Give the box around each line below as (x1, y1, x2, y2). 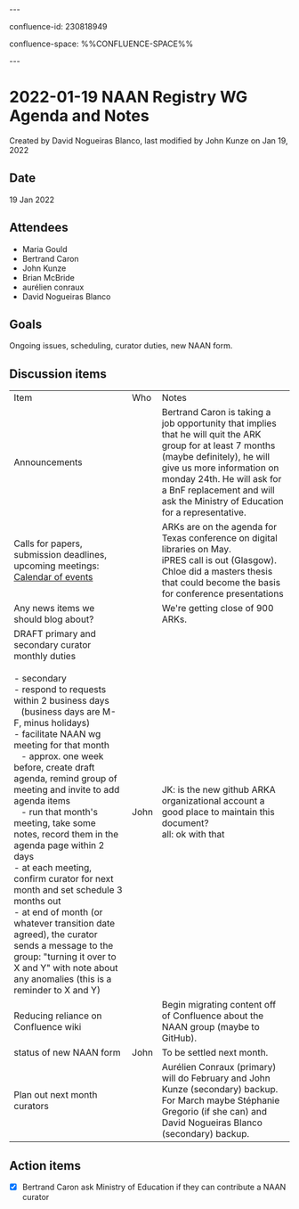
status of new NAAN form (13, 1047, 121, 1059)
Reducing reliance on (13, 1009, 102, 1022)
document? (161, 817, 209, 829)
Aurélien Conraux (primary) (161, 1061, 277, 1074)
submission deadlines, (13, 549, 108, 561)
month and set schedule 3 (13, 884, 123, 896)
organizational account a (161, 795, 265, 807)
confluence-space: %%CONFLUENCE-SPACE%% (9, 38, 194, 49)
